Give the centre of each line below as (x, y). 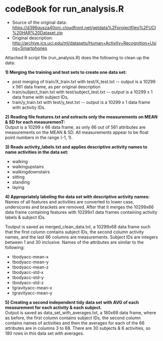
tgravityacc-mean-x (32, 288)
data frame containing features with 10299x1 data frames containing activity (81, 212)
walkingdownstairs (31, 171)
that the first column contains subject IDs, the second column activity (75, 232)
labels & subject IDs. (26, 217)
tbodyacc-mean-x (30, 256)
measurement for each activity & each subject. (54, 307)
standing (21, 182)
